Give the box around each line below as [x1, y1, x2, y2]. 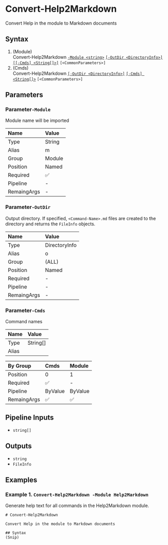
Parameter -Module [5, 106, 51, 113]
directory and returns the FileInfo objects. [5, 221, 95, 227]
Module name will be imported [5, 117, 69, 123]
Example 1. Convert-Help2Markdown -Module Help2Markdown [5, 491, 149, 498]
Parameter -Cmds [5, 307, 45, 314]
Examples [5, 476, 37, 485]
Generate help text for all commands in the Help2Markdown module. [5, 502, 150, 509]
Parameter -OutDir [5, 203, 51, 211]
